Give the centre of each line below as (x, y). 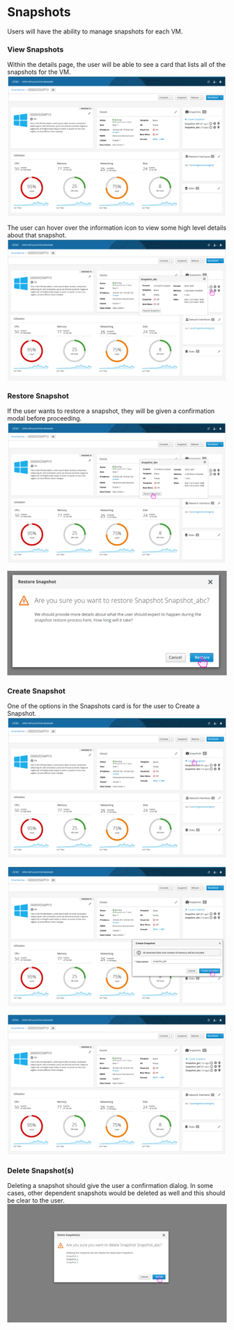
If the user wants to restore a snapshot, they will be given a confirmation (111, 411)
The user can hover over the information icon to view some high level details (117, 228)
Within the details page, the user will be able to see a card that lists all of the (117, 65)
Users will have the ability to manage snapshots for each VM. (95, 31)
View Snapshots (36, 49)
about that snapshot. (37, 235)
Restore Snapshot (38, 396)
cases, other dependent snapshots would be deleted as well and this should (116, 1193)
